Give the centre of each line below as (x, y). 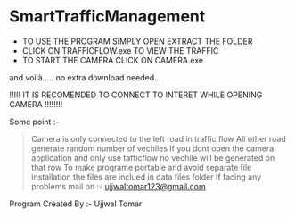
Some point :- (34, 122)
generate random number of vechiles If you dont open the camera (152, 148)
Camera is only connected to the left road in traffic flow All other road (159, 138)
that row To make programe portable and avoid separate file (141, 167)
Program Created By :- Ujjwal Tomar (76, 204)
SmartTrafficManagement (107, 17)
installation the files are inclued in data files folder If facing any (146, 177)
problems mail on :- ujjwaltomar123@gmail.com (119, 186)
